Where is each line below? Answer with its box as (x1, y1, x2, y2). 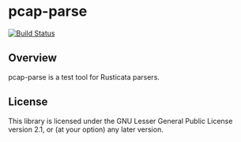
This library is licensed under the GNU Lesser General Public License (8, 116, 233, 125)
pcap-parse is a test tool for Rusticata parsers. (8, 72, 160, 81)
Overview (8, 51, 58, 65)
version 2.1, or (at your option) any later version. (8, 125, 164, 134)
